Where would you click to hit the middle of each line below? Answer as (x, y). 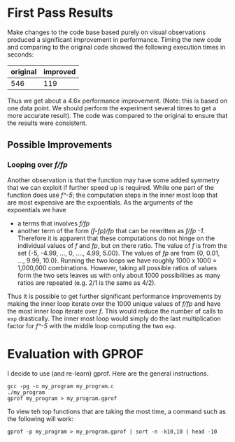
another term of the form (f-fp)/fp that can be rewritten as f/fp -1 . (111, 230)
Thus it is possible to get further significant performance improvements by (114, 296)
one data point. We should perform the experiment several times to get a (112, 108)
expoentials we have (37, 209)
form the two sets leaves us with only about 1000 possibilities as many (119, 275)
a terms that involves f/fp (54, 223)
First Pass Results (60, 13)
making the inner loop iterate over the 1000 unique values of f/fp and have (114, 303)
